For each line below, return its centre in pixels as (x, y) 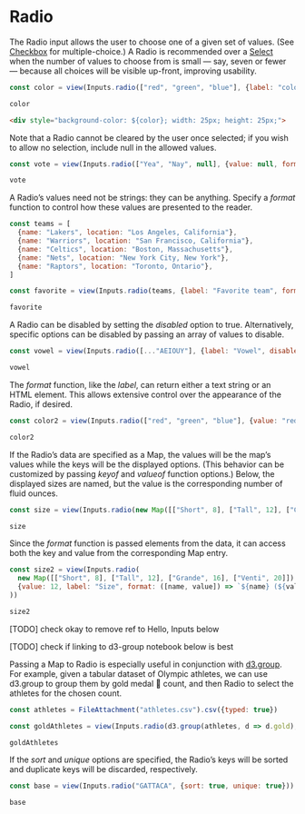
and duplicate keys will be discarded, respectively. (103, 769)
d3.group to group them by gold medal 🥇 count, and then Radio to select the (152, 683)
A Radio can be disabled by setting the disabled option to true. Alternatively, (152, 325)
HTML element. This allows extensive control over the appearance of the (145, 394)
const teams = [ (40, 224)
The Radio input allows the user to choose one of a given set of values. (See (152, 42)
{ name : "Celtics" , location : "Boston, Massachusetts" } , (125, 249)
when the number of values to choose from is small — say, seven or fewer (148, 61)
